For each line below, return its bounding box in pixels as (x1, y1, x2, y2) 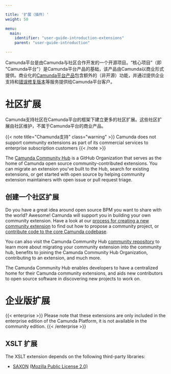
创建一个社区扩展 (5, 193, 59, 201)
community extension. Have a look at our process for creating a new (5, 217, 149, 223)
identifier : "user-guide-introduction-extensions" (14, 35, 125, 41)
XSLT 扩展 (5, 339, 37, 348)
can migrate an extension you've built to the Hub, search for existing (5, 165, 149, 172)
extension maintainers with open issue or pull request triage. (5, 176, 133, 182)
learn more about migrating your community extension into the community (5, 244, 162, 250)
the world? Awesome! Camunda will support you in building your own (5, 212, 151, 218)
